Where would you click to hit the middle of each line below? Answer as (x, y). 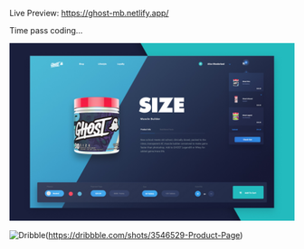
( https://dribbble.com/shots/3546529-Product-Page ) (144, 235)
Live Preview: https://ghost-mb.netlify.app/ (89, 13)
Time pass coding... (46, 30)
